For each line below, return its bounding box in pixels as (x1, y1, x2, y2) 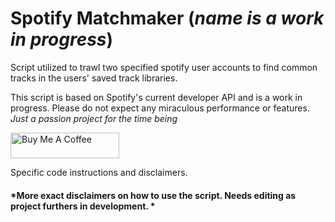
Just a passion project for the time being (10, 112, 178, 124)
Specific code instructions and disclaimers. (10, 166, 188, 178)
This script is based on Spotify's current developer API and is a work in (10, 91, 303, 103)
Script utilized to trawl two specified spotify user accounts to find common (10, 61, 318, 73)
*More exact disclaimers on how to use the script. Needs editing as (10, 189, 297, 201)
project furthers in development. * (10, 200, 156, 212)
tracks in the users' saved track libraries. (10, 72, 178, 84)
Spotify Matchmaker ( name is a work (10, 7, 325, 30)
